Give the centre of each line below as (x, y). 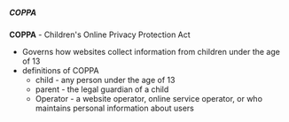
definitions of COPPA (60, 70)
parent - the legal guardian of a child (102, 89)
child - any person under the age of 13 (105, 80)
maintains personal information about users (115, 108)
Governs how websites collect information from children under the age (151, 51)
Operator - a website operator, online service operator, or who (149, 98)
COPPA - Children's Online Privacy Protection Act (100, 34)
